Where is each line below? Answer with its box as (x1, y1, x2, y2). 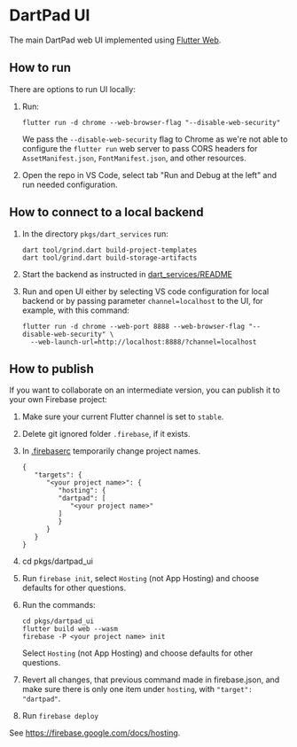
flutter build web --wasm (21, 625, 118, 634)
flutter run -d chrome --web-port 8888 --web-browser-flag (21, 322, 246, 331)
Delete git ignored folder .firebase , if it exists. (21, 429, 191, 440)
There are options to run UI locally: (9, 83, 136, 94)
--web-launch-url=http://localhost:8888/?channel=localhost (30, 338, 257, 346)
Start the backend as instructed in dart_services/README (21, 268, 233, 279)
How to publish (9, 361, 95, 377)
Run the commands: (21, 600, 96, 611)
